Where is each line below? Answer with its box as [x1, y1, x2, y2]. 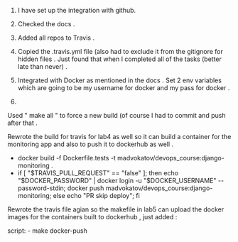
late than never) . [17, 62, 67, 70]
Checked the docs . [17, 20, 75, 28]
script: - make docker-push [7, 226, 87, 235]
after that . [7, 119, 38, 127]
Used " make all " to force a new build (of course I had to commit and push [7, 111, 226, 119]
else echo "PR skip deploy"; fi [53, 192, 140, 199]
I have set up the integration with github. [17, 6, 136, 14]
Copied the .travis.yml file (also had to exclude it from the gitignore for [17, 48, 224, 55]
